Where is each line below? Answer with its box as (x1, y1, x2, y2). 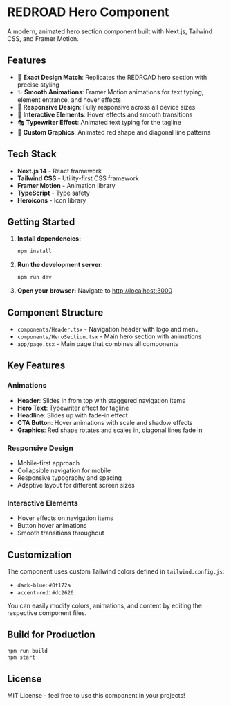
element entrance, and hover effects (17, 95, 121, 104)
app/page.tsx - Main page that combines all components (17, 339, 178, 347)
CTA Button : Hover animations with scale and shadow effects (17, 418, 193, 427)
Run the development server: (17, 261, 104, 269)
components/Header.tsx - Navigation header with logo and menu (17, 325, 199, 333)
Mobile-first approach (17, 458, 80, 467)
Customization (7, 549, 73, 560)
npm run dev (17, 274, 52, 281)
